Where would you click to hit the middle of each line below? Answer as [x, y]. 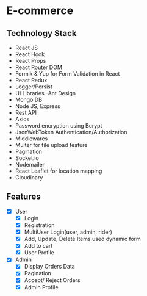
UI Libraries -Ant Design [45, 93]
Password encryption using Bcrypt [59, 125]
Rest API [26, 113]
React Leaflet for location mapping [59, 171]
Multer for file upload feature [51, 145]
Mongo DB [29, 99]
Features [23, 197]
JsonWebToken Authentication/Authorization [71, 132]
